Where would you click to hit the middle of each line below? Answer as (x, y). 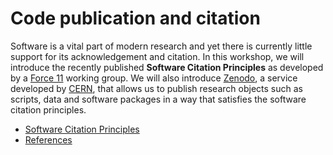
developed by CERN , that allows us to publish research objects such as (156, 88)
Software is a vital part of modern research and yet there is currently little (161, 46)
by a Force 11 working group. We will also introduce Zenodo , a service (154, 78)
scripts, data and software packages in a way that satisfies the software (158, 99)
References (48, 139)
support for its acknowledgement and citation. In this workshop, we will (157, 56)
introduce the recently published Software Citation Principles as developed (167, 67)
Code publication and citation (135, 18)
